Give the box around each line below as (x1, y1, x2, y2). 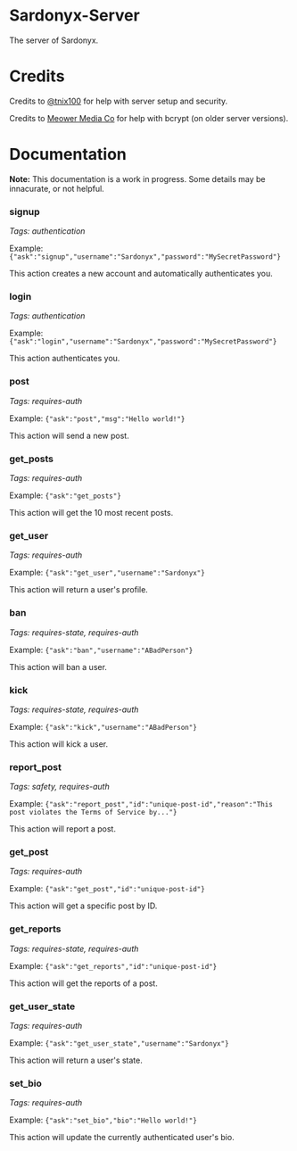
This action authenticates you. (9, 353, 120, 364)
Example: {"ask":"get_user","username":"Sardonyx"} (9, 567, 205, 578)
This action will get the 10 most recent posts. (9, 508, 174, 518)
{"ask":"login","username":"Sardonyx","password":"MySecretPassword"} (9, 337, 277, 346)
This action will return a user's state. (9, 1055, 143, 1066)
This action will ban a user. (9, 661, 107, 672)
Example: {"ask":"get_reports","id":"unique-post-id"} (9, 960, 218, 971)
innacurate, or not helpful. (9, 183, 104, 194)
